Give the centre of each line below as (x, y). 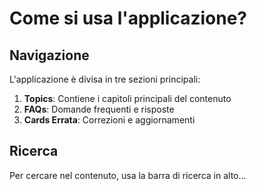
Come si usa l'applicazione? (128, 18)
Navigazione (49, 55)
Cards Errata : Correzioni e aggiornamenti (109, 120)
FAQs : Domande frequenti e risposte (99, 109)
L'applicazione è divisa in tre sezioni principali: (105, 79)
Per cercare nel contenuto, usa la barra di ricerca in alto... (128, 175)
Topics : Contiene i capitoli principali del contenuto (127, 98)
